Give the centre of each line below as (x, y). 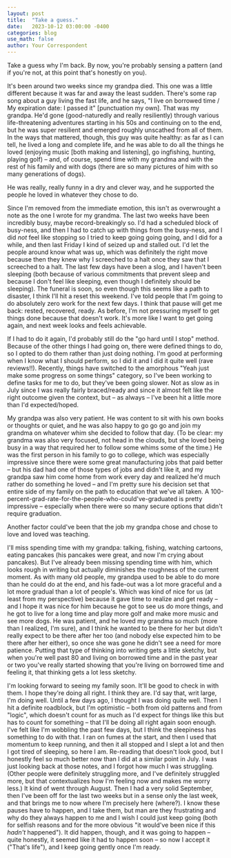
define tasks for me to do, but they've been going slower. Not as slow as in (113, 383)
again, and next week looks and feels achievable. (77, 325)
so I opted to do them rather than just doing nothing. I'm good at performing (115, 353)
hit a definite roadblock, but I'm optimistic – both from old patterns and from (115, 708)
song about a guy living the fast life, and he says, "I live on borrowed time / (113, 100)
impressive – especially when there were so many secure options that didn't (115, 506)
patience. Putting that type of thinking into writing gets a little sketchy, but (112, 650)
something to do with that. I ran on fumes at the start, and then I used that (112, 737)
